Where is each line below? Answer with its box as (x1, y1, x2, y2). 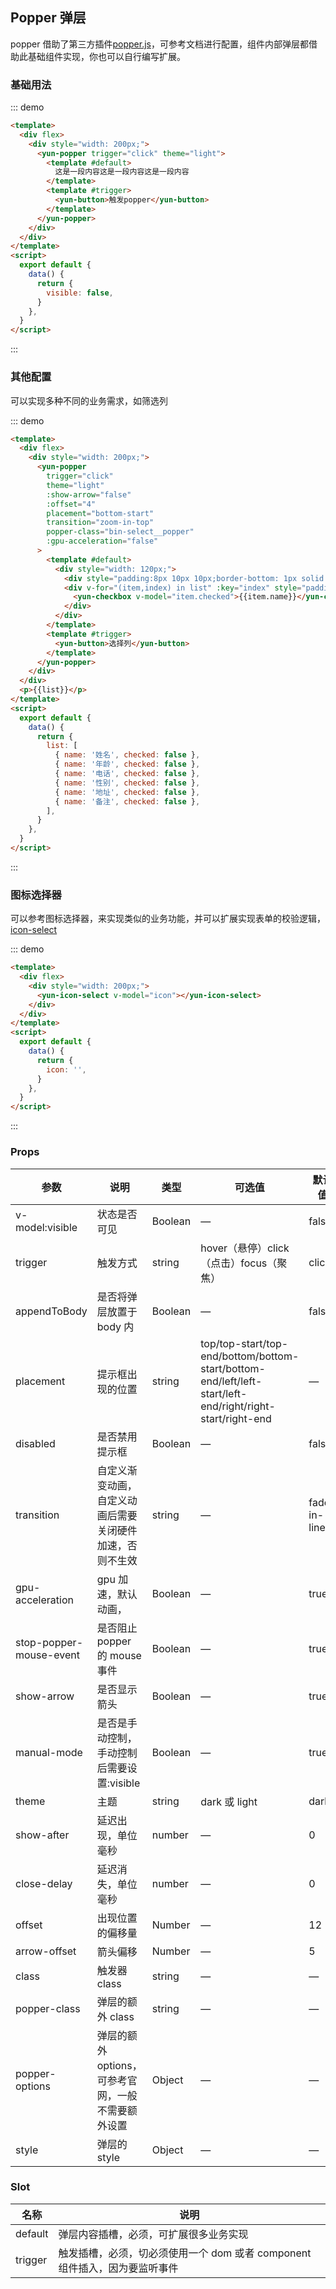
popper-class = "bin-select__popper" (46, 527, 195, 537)
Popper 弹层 (10, 9, 87, 27)
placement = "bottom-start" (46, 508, 155, 518)
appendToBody (15, 1304, 88, 1318)
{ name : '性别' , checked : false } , (54, 778, 201, 788)
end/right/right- (200, 1399, 276, 1413)
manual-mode (15, 1745, 83, 1759)
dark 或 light (200, 1794, 258, 1808)
